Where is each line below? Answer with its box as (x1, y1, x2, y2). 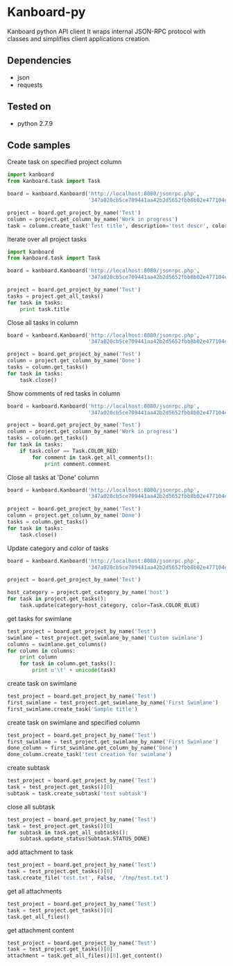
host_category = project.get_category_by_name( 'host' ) (7, 589, 169, 596)
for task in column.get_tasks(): (19, 660, 116, 668)
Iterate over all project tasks (7, 234, 87, 243)
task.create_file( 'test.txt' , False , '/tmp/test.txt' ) (7, 874, 169, 881)
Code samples (7, 139, 71, 151)
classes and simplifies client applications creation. (7, 34, 150, 42)
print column (19, 654, 58, 661)
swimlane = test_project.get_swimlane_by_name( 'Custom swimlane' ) (7, 634, 203, 641)
